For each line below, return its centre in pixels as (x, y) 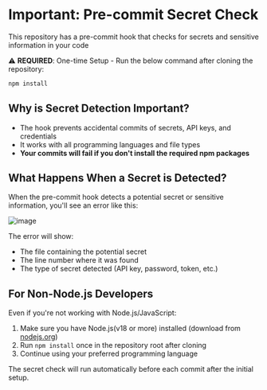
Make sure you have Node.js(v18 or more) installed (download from (130, 329)
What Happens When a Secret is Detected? (118, 178)
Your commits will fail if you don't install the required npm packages (134, 153)
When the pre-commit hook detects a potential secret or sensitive (116, 197)
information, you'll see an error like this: (73, 205)
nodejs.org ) (39, 337)
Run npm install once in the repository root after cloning (113, 345)
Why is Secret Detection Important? (99, 109)
